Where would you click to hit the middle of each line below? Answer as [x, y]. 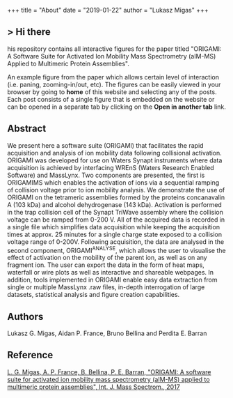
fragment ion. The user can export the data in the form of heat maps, [106, 265]
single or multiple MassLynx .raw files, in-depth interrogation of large [106, 287]
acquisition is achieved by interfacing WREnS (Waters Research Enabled [111, 167]
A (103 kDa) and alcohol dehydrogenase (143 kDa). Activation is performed [115, 204]
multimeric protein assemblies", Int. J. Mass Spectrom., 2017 [94, 387]
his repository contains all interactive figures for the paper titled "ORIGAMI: [114, 49]
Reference [30, 355]
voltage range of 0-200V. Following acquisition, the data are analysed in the [116, 242]
